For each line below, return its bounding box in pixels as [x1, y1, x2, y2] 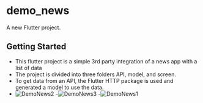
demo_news [6, 4, 70, 18]
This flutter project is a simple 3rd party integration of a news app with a [15, 57, 197, 65]
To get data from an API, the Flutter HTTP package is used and [15, 77, 174, 84]
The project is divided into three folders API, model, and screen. [15, 71, 176, 78]
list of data [15, 64, 42, 71]
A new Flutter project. [6, 24, 61, 31]
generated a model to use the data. [15, 83, 104, 91]
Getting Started [6, 41, 67, 52]
